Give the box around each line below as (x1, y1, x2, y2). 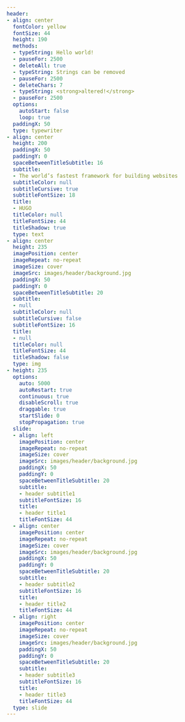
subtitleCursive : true (13, 186, 79, 193)
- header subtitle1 (19, 490, 76, 497)
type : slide (13, 704, 48, 712)
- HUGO (13, 205, 32, 212)
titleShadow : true (13, 224, 67, 231)
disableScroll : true (19, 399, 79, 407)
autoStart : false (19, 107, 70, 114)
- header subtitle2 (19, 580, 76, 588)
